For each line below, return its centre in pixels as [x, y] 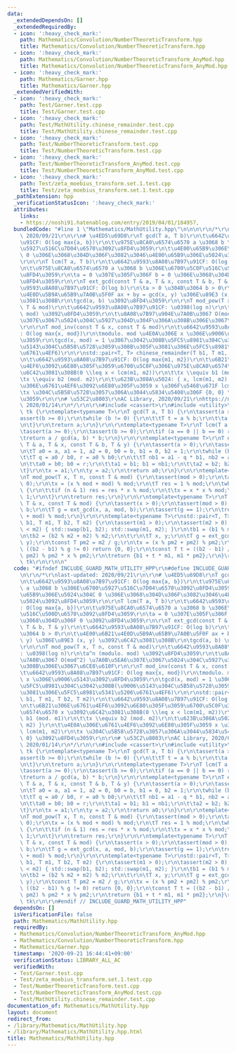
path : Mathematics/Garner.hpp [64, 79]
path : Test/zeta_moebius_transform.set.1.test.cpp [96, 183]
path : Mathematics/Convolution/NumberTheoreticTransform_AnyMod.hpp [122, 60]
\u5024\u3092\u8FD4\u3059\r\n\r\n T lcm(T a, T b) [94, 601]
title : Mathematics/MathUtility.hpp [61, 1039]
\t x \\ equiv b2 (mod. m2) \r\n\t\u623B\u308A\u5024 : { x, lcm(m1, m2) [124, 379]
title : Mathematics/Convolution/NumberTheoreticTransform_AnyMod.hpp [124, 66]
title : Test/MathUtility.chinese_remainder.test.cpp [99, 131]
